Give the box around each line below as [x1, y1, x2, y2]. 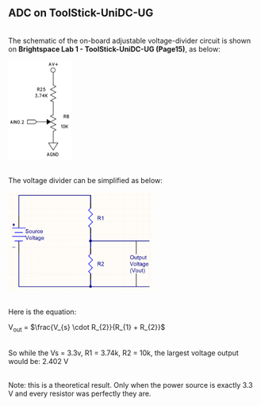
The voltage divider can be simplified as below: [8, 175, 163, 185]
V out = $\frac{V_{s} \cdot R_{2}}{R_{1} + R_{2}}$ [8, 322, 166, 334]
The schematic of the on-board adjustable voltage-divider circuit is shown [8, 36, 251, 45]
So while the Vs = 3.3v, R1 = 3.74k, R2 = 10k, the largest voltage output [8, 348, 240, 358]
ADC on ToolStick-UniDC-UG [8, 6, 154, 20]
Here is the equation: [8, 307, 77, 316]
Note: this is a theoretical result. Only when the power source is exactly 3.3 [8, 380, 253, 389]
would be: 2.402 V [8, 356, 69, 366]
